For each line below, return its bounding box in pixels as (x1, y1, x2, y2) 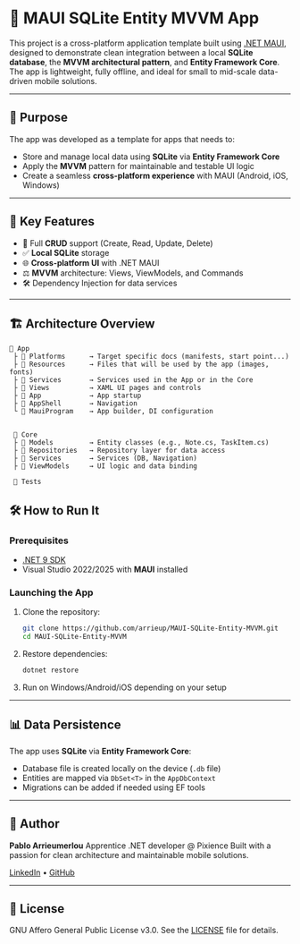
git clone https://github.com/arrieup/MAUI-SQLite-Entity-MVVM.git (21, 624, 279, 634)
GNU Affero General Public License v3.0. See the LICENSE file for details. (9, 925, 279, 936)
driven (9, 75, 33, 86)
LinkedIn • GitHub (9, 867, 76, 878)
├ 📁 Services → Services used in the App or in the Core (12, 376, 254, 385)
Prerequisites (9, 534, 69, 547)
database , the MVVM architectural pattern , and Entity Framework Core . (9, 56, 280, 67)
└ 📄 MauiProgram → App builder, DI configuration (12, 407, 214, 416)
